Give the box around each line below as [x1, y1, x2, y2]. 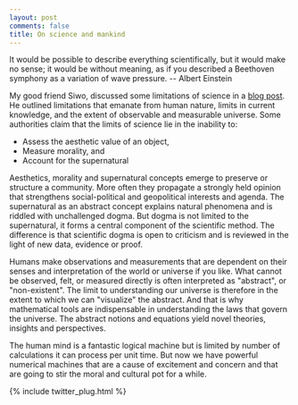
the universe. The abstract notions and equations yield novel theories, [9, 314, 266, 325]
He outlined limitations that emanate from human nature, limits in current [9, 100, 276, 111]
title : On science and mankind [9, 30, 126, 38]
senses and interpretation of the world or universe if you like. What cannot [9, 266, 283, 277]
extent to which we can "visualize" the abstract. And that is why [9, 294, 244, 305]
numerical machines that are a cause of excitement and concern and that [9, 359, 278, 370]
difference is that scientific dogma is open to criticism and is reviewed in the [9, 230, 289, 240]
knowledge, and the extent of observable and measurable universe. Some [9, 109, 281, 121]
